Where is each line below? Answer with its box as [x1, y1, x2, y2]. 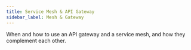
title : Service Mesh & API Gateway [6, 8, 95, 15]
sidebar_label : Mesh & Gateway [6, 14, 84, 20]
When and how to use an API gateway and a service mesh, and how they [6, 30, 186, 37]
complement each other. [6, 37, 67, 44]
